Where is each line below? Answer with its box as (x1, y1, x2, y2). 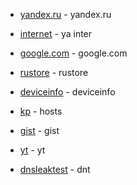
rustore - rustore (19, 67, 89, 78)
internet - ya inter (19, 28, 93, 39)
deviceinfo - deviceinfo (19, 86, 116, 98)
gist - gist (19, 125, 60, 136)
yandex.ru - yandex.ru (19, 9, 112, 20)
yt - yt (19, 144, 46, 156)
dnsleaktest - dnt (19, 164, 91, 175)
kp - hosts (19, 105, 63, 117)
